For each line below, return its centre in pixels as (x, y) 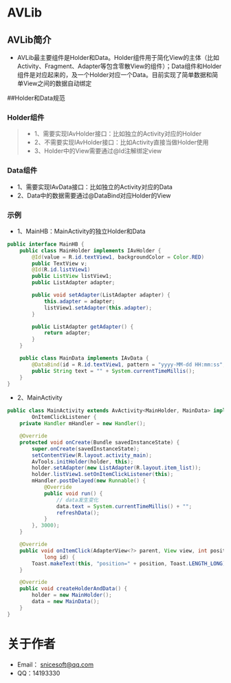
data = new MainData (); (66, 602)
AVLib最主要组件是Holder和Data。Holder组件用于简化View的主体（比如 (118, 57)
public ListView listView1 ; (72, 277)
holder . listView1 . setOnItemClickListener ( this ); (103, 475)
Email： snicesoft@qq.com (55, 664)
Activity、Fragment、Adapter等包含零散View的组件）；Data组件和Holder (119, 66)
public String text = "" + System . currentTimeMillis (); (113, 371)
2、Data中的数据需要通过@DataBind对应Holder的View (94, 195)
